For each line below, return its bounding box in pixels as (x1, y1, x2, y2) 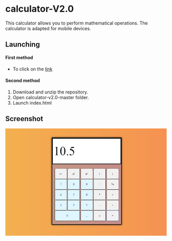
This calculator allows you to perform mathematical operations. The (5, 20, 148, 26)
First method (5, 54, 33, 60)
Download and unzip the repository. (12, 89, 89, 95)
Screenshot (5, 114, 44, 123)
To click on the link (12, 66, 53, 72)
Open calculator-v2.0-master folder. (12, 94, 89, 100)
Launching (5, 40, 40, 49)
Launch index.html (12, 100, 52, 106)
